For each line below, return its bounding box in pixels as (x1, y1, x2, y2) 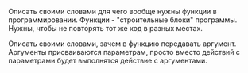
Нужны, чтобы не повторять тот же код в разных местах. (8, 24, 203, 33)
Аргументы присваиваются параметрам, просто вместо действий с (8, 48, 241, 56)
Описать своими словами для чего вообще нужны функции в (8, 7, 217, 16)
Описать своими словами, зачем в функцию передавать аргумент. (8, 39, 237, 48)
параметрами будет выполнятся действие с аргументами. (8, 56, 208, 65)
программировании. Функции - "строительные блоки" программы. (8, 15, 238, 25)
